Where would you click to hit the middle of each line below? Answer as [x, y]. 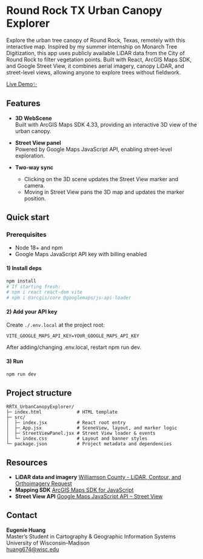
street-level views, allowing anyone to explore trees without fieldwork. [94, 72]
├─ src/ [16, 418]
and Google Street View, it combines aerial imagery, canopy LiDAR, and [95, 66]
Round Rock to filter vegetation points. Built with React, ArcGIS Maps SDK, [99, 59]
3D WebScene [34, 118]
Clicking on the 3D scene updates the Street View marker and [101, 179]
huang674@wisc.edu [33, 549]
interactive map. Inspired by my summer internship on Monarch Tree [92, 47]
